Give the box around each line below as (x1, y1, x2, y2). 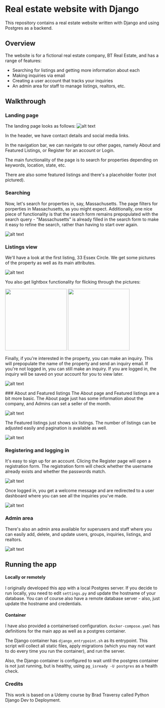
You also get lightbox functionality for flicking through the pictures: (5, 279, 141, 285)
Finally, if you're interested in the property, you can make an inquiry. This (5, 355, 153, 361)
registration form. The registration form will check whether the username (5, 463, 153, 469)
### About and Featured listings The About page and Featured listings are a (5, 390, 159, 396)
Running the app (5, 561, 57, 569)
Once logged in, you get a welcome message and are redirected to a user (5, 488, 154, 494)
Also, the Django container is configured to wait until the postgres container (5, 658, 159, 664)
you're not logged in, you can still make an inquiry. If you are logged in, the (5, 366, 157, 372)
